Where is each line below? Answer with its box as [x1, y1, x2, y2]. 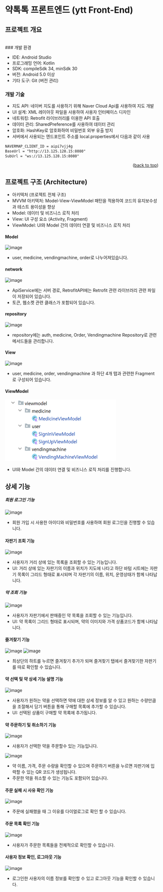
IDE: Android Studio [12, 54, 52, 60]
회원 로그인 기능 [5, 497, 35, 503]
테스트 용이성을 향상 [17, 204, 55, 210]
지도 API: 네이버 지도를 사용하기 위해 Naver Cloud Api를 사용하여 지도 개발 [12, 103, 154, 109]
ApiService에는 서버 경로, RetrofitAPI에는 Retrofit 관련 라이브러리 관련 [12, 287, 147, 293]
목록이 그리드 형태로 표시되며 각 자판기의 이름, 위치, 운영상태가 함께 [17, 571, 145, 577]
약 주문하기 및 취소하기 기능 [5, 722, 56, 728]
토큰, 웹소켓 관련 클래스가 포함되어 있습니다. [12, 299, 96, 305]
